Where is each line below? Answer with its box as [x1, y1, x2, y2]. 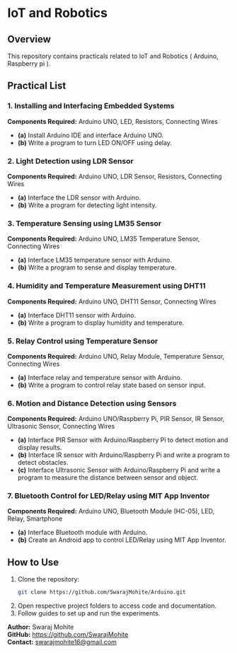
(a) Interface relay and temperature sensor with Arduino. [17, 373, 183, 381]
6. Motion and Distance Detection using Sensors [7, 398, 177, 408]
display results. [17, 444, 62, 452]
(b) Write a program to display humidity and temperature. [17, 318, 185, 327]
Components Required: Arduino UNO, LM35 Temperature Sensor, [7, 235, 200, 243]
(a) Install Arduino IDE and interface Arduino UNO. [17, 131, 164, 139]
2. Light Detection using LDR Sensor [7, 156, 134, 166]
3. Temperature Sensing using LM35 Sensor [7, 218, 161, 228]
